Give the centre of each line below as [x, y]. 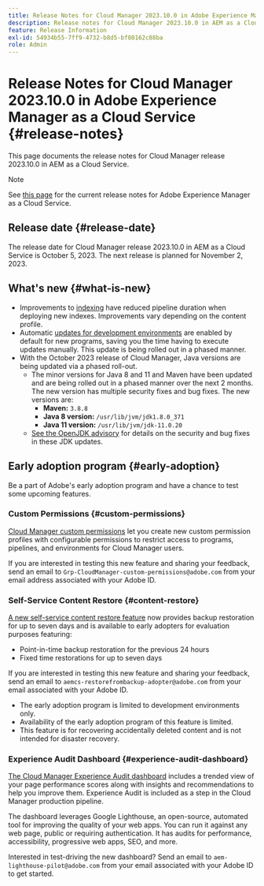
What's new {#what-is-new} [80, 289]
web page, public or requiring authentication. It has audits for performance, [130, 833]
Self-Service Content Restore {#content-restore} [104, 600]
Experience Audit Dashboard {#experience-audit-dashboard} [128, 759]
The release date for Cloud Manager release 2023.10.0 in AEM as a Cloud [127, 247]
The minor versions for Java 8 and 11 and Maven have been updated [142, 374]
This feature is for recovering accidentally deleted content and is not [130, 731]
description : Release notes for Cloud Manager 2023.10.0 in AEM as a [125, 23]
